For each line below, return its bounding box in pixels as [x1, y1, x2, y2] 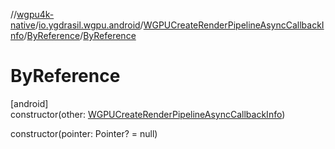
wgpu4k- [16, 9, 55, 20]
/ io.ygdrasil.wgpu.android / [34, 19, 144, 31]
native [10, 19, 36, 31]
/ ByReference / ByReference [23, 30, 137, 41]
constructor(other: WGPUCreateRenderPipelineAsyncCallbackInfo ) [10, 108, 286, 120]
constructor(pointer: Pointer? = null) [10, 127, 158, 139]
